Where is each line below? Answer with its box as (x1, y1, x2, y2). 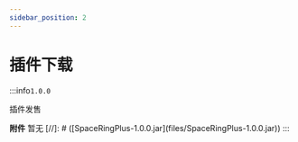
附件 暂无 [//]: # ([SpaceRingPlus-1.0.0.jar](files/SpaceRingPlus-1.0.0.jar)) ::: (9, 122, 291, 133)
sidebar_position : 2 (9, 13, 88, 22)
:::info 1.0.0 (9, 84, 51, 95)
